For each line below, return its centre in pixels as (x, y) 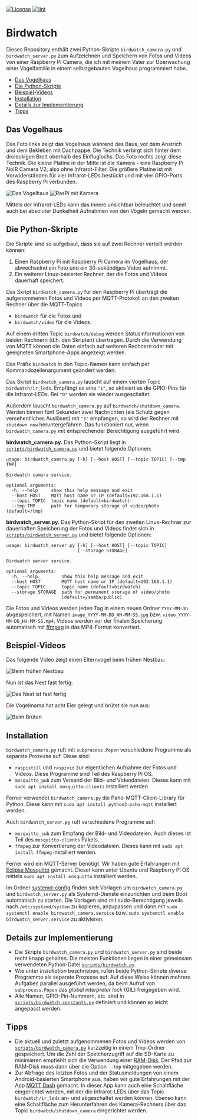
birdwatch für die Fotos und (48, 316)
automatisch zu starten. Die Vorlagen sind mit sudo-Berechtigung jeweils (95, 900)
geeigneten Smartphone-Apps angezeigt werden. (66, 352)
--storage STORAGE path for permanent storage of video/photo (90, 592)
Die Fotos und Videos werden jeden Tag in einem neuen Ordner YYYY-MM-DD (97, 608)
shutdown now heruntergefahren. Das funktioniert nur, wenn (77, 424)
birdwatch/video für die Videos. (53, 322)
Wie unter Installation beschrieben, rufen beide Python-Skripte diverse (100, 971)
